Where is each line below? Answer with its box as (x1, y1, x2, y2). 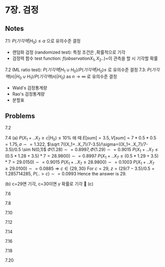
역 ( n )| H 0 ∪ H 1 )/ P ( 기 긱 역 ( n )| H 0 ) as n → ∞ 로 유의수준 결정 (5, 74, 117, 81)
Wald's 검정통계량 (12, 85, 48, 91)
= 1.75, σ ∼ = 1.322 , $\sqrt (5, 141, 60, 147)
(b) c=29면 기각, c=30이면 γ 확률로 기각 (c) (5, 181, 94, 187)
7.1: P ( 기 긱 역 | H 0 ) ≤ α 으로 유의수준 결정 (5, 38, 81, 45)
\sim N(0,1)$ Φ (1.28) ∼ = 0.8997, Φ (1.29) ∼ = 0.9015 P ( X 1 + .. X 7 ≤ (22, 146, 158, 154)
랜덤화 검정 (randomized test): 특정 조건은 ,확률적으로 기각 (12, 49, 126, 55)
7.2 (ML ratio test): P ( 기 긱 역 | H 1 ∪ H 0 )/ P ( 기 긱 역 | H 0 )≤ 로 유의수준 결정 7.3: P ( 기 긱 (5, 67, 160, 74)
